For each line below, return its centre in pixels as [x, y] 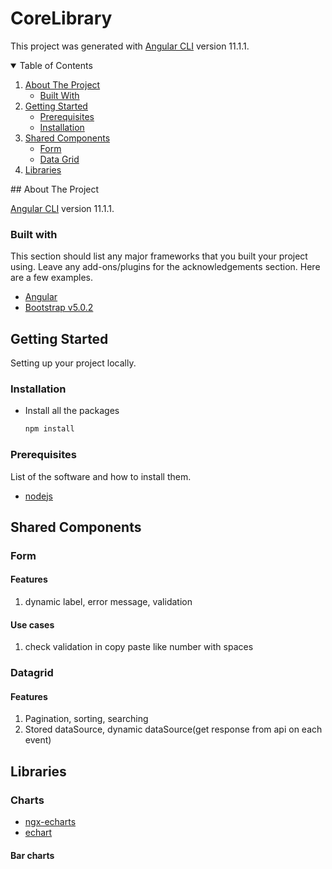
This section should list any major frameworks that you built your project [159, 256]
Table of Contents [56, 65]
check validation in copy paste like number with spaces [139, 647]
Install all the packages [72, 411]
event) [38, 740]
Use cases [32, 624]
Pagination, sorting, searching [86, 719]
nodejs [38, 496]
